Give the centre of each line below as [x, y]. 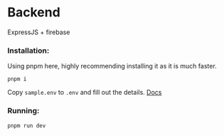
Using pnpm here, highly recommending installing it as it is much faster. [112, 66]
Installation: [28, 51]
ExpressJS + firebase [39, 32]
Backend [34, 12]
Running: [23, 111]
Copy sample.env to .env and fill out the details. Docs [85, 93]
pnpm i [17, 79]
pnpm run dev [27, 125]
